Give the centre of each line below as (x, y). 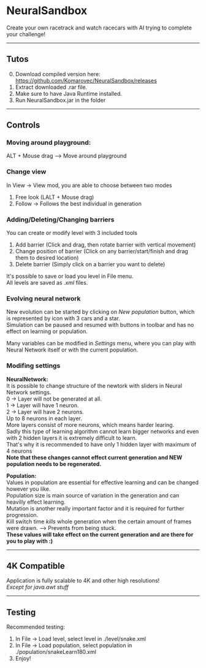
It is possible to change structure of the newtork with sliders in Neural (94, 386)
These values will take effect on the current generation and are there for (100, 534)
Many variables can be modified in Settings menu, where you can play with (101, 344)
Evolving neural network (44, 298)
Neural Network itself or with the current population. (72, 350)
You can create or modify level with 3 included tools (72, 233)
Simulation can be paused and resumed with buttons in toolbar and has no (100, 325)
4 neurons (19, 451)
